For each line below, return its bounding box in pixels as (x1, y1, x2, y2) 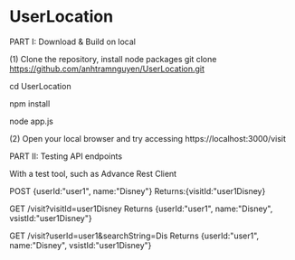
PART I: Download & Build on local (9, 36, 137, 47)
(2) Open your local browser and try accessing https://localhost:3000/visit (9, 133, 287, 144)
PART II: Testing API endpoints (9, 151, 123, 162)
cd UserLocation (9, 80, 71, 91)
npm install (9, 97, 51, 109)
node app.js (9, 116, 54, 126)
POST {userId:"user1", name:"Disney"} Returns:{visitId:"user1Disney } (9, 185, 266, 196)
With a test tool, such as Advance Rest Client (9, 168, 177, 179)
